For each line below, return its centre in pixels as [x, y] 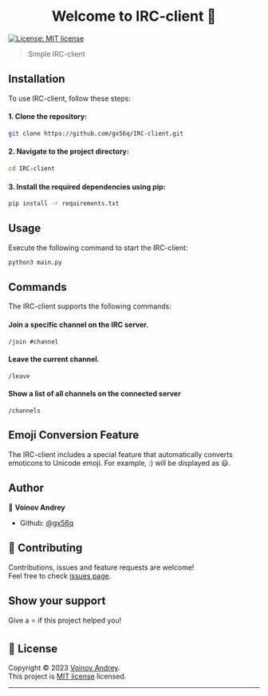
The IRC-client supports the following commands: [90, 306]
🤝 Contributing [45, 548]
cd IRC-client [32, 169]
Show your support [57, 601]
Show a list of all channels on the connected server [95, 394]
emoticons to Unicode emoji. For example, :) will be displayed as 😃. [120, 463]
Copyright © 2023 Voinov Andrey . [64, 668]
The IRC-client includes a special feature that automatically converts [120, 454]
